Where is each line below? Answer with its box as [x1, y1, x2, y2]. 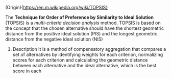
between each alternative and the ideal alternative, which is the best [12, 63, 157, 68]
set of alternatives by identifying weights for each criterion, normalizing [12, 51, 163, 57]
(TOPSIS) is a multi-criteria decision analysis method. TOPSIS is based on [5, 20, 161, 26]
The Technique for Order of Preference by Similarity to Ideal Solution [5, 14, 154, 20]
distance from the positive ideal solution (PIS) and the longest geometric [5, 31, 157, 36]
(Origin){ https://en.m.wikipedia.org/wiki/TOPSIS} [5, 5, 108, 10]
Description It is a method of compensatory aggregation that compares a [12, 46, 166, 52]
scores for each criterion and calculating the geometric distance [12, 57, 148, 63]
